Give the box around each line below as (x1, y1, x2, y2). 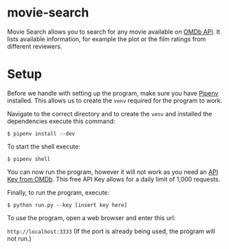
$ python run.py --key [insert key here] (7, 202, 128, 208)
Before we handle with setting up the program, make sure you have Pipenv (7, 89, 219, 97)
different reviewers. (7, 42, 63, 50)
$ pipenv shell (7, 155, 51, 162)
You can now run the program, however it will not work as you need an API (7, 167, 219, 176)
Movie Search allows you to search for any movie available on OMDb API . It (7, 28, 221, 36)
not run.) (7, 234, 32, 242)
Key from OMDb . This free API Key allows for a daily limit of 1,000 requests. (7, 175, 221, 183)
